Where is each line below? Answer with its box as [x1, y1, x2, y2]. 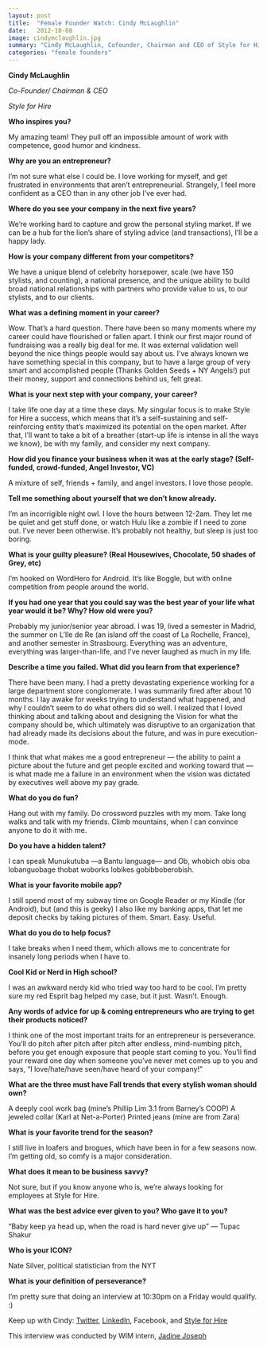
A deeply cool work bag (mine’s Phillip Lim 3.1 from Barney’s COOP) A [8, 1104, 236, 1113]
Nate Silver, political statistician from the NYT [8, 1261, 157, 1270]
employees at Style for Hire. [8, 1191, 99, 1200]
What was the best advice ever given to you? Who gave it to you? [8, 1206, 228, 1215]
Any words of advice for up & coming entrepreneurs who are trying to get [8, 1006, 255, 1016]
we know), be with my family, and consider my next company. [8, 439, 211, 448]
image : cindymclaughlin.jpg [8, 33, 102, 42]
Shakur [8, 1230, 32, 1239]
